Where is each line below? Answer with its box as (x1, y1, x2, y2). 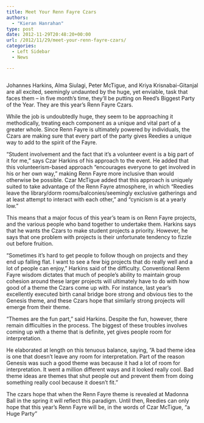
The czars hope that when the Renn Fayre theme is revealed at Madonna (6, 390, 189, 397)
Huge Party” (6, 410, 38, 417)
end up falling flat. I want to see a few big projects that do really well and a (6, 258, 193, 265)
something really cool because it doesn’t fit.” (6, 379, 119, 386)
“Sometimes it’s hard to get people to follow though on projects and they (6, 251, 188, 259)
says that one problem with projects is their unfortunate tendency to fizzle (6, 233, 192, 240)
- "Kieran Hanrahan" (12, 20, 64, 26)
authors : (6, 15, 29, 21)
